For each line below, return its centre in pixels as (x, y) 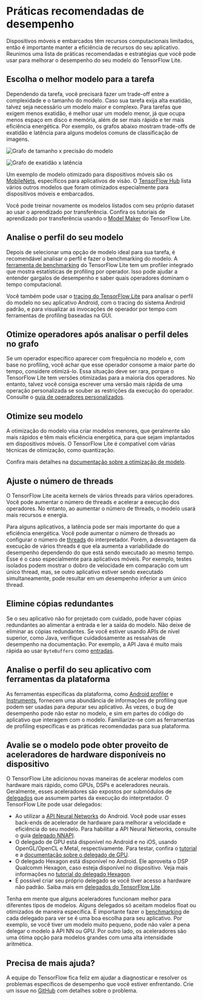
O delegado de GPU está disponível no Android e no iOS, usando (96, 842)
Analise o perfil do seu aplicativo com (79, 670)
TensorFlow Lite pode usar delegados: (54, 805)
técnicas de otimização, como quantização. (61, 450)
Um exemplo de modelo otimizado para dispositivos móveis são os (90, 174)
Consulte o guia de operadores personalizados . (66, 397)
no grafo (23, 344)
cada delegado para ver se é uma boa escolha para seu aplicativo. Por (94, 918)
